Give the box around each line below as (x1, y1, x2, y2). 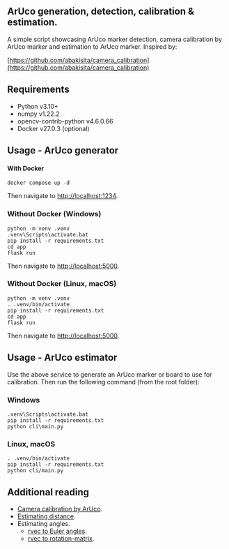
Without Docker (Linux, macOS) (7, 279, 117, 289)
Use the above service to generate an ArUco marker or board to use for (7, 370, 212, 379)
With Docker (7, 164, 45, 172)
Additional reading (7, 486, 89, 498)
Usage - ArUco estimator (7, 352, 118, 363)
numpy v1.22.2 (17, 110, 60, 118)
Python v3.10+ (17, 102, 59, 110)
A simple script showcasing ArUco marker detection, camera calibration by (7, 35, 223, 43)
